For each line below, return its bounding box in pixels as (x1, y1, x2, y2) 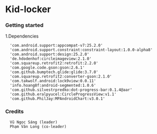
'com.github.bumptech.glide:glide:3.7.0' (10, 70, 99, 75)
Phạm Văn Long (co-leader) (10, 124, 67, 129)
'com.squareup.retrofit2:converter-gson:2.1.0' (10, 74, 112, 79)
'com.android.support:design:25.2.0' (10, 52, 90, 57)
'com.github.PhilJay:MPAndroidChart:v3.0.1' (10, 96, 105, 102)
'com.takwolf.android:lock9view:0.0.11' (10, 79, 96, 84)
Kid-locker (5, 4, 51, 15)
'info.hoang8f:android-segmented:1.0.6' (10, 83, 96, 88)
